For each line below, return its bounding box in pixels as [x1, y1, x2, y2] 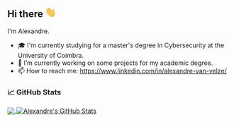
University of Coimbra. [17, 51, 84, 60]
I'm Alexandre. [7, 27, 50, 35]
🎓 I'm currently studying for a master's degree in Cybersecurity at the [17, 41, 225, 49]
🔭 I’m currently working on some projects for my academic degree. [17, 59, 213, 67]
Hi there [7, 8, 44, 20]
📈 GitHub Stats [7, 87, 62, 97]
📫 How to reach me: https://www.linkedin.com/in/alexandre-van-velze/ [17, 67, 227, 75]
